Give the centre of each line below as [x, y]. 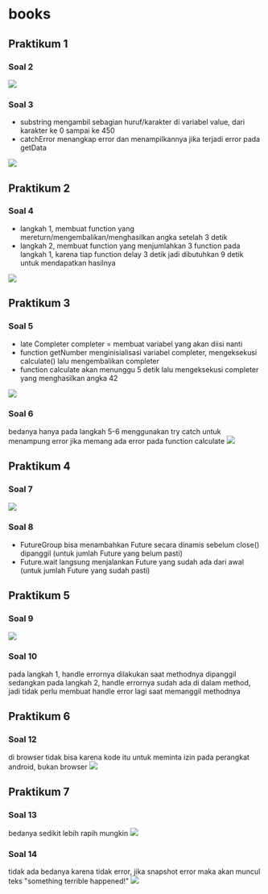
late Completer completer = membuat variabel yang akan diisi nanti [131, 344]
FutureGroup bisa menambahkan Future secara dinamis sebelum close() [140, 544]
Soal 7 [21, 490]
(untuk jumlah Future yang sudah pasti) [85, 570]
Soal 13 [23, 814]
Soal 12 [23, 739]
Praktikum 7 [39, 791]
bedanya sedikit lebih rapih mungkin [68, 834]
